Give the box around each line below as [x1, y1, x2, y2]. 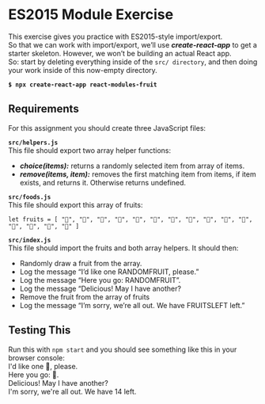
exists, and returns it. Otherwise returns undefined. [19, 177, 187, 187]
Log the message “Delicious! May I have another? [19, 284, 182, 293]
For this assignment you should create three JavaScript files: [8, 123, 206, 132]
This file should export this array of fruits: [8, 200, 143, 209]
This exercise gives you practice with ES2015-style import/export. [8, 32, 223, 41]
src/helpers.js [8, 139, 59, 147]
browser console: [8, 353, 66, 362]
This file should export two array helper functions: [8, 145, 172, 155]
